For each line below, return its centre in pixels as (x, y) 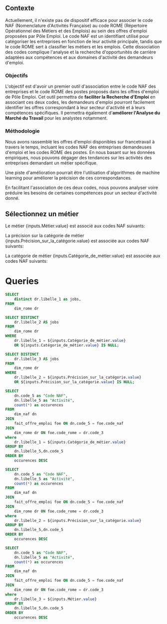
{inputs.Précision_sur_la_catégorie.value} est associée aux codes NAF (77, 241)
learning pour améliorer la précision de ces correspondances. (69, 178)
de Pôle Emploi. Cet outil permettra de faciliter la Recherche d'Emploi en (80, 97)
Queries (22, 281)
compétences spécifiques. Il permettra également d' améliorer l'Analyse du (83, 113)
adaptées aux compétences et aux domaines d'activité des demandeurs (79, 57)
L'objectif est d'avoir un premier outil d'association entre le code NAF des (81, 86)
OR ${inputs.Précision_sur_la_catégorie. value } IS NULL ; (75, 382)
